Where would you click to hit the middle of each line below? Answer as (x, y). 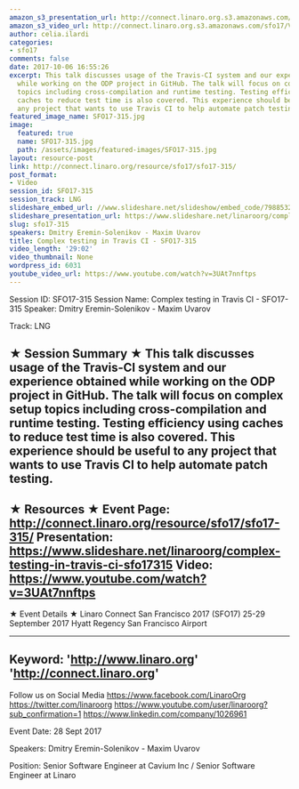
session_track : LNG (45, 200)
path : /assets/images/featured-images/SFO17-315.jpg (117, 149)
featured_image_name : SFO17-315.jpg (77, 117)
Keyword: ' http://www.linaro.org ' (104, 660)
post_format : (33, 174)
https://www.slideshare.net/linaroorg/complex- (145, 551)
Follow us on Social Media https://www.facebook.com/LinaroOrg (128, 695)
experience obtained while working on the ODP (142, 382)
